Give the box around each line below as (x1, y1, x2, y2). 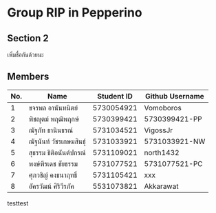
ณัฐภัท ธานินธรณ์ (28, 125, 74, 135)
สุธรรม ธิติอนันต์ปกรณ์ (28, 148, 86, 157)
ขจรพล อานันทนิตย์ (28, 103, 78, 112)
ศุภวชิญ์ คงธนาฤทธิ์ (28, 170, 78, 180)
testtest (7, 199, 29, 207)
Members (7, 71, 50, 83)
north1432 (144, 148, 180, 157)
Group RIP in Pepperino (7, 5, 142, 21)
